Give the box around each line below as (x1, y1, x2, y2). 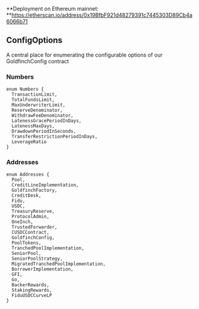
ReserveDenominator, (11, 108, 63, 114)
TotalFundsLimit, (11, 97, 55, 103)
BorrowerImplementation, (11, 266, 74, 272)
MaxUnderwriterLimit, (11, 102, 66, 108)
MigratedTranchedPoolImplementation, (11, 261, 106, 267)
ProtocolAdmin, (11, 213, 50, 220)
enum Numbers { (6, 87, 44, 93)
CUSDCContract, (11, 230, 50, 236)
